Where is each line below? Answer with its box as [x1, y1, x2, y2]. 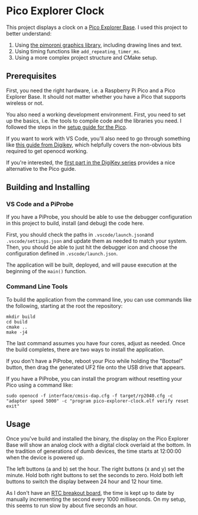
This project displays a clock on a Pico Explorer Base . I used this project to [6, 24, 188, 31]
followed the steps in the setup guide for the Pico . [6, 123, 128, 131]
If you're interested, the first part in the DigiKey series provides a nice [6, 158, 176, 166]
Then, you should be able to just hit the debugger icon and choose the [6, 244, 177, 251]
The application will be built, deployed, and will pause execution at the [6, 261, 177, 268]
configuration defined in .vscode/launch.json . [6, 250, 118, 257]
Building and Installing [6, 182, 90, 193]
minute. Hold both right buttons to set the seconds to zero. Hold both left [6, 471, 183, 478]
